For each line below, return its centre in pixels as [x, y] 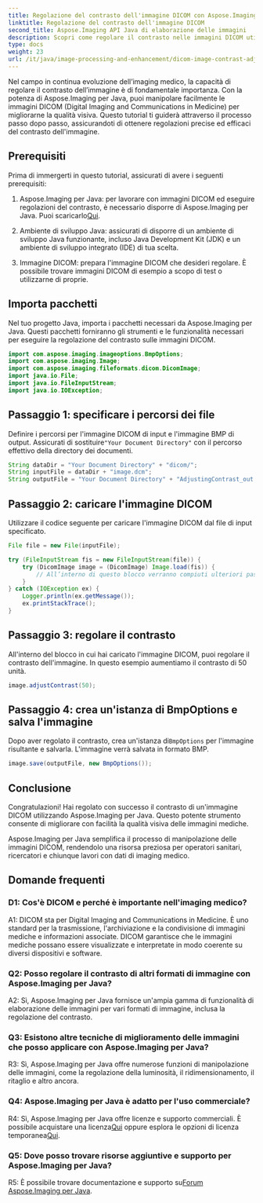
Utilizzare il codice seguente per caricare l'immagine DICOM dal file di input [130, 523]
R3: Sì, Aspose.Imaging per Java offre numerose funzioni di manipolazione [128, 1064]
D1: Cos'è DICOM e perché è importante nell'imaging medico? [128, 902]
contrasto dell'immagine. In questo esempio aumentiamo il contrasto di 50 [128, 662]
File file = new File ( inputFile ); [65, 546]
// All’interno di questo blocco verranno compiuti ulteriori [140, 574]
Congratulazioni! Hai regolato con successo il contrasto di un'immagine [123, 807]
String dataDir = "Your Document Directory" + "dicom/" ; [103, 465]
